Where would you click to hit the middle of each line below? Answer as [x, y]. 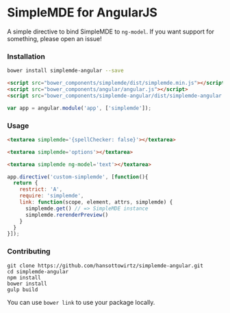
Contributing [29, 251]
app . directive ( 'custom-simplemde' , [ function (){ [78, 177]
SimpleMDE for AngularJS [82, 13]
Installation [26, 56]
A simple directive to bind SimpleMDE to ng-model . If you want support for [111, 31]
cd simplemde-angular [38, 271]
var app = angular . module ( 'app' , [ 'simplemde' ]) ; [79, 108]
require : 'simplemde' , [52, 196]
